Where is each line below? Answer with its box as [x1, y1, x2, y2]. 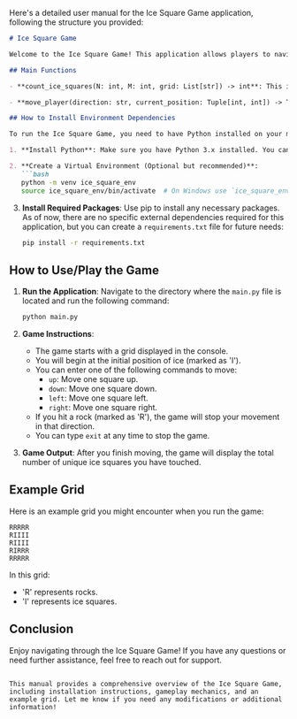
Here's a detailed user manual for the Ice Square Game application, [9, 8, 254, 18]
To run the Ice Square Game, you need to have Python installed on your [9, 130, 283, 139]
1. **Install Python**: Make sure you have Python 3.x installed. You [9, 146, 275, 155]
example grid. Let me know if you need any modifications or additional [9, 694, 283, 704]
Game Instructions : [21, 329, 95, 340]
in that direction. [34, 421, 95, 432]
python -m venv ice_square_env [20, 178, 137, 187]
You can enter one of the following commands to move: [34, 364, 237, 375]
